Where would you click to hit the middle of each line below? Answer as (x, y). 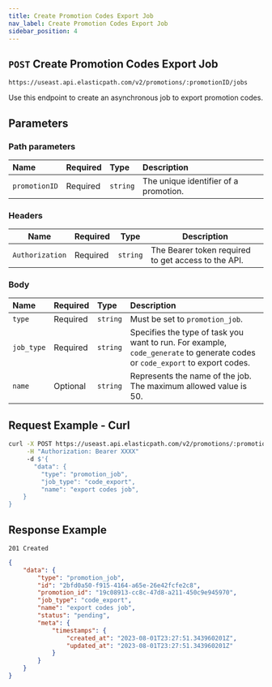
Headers (25, 215)
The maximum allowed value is (188, 387)
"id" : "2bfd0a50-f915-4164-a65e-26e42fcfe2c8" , (119, 585)
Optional (70, 387)
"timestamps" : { (79, 630)
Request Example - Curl (69, 425)
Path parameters (42, 146)
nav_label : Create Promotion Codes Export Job (88, 24)
